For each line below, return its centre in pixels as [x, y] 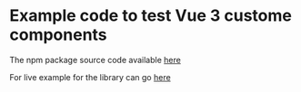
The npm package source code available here [95, 60]
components [58, 35]
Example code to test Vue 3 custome [151, 16]
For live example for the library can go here [90, 77]
